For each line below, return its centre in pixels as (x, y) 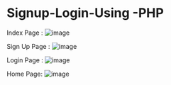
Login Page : (25, 60)
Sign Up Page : (28, 46)
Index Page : (25, 33)
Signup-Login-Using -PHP (85, 13)
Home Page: (25, 74)
